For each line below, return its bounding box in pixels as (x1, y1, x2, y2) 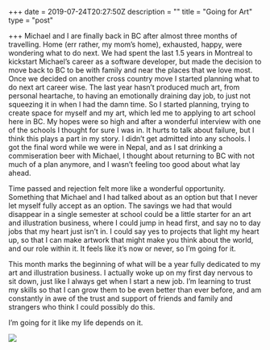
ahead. (8, 169, 31, 177)
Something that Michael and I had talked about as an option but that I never (8, 193, 258, 202)
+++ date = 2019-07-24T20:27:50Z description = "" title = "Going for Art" (8, 7, 252, 16)
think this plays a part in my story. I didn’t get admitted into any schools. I (8, 134, 251, 144)
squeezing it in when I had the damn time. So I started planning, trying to (8, 100, 250, 109)
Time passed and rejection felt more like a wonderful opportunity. (8, 184, 226, 193)
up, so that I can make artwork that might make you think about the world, (8, 235, 254, 244)
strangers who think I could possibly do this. (8, 302, 156, 311)
